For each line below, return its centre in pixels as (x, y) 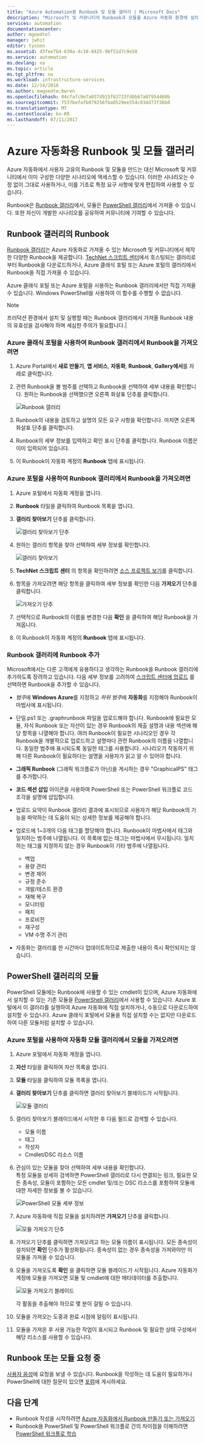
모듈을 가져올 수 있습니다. (46, 1257)
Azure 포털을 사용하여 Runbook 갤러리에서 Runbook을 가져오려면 (99, 478)
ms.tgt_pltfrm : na (30, 74)
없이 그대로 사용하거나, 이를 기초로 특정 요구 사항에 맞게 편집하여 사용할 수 (100, 185)
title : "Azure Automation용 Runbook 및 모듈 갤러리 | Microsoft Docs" (94, 12)
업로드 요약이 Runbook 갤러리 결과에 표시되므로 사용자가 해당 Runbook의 (103, 809)
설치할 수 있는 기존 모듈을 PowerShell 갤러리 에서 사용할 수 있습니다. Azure (102, 999)
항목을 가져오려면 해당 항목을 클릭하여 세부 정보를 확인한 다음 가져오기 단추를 (107, 583)
